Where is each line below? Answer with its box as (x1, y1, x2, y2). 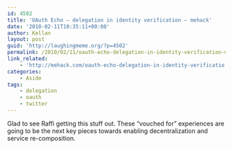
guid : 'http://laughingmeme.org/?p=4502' (7, 42, 129, 49)
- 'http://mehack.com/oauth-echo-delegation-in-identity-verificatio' (19, 62, 228, 69)
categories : (7, 68, 42, 75)
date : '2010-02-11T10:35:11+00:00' (7, 23, 110, 30)
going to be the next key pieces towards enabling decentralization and (7, 126, 208, 135)
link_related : (7, 55, 49, 62)
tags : (7, 81, 23, 88)
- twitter (19, 100, 49, 107)
